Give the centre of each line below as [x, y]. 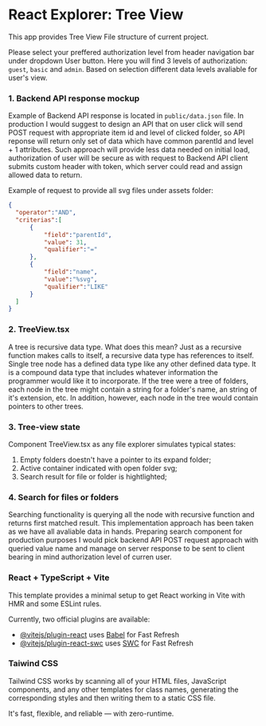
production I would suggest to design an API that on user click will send [125, 124]
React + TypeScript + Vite [59, 578]
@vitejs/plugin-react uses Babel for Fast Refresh [100, 634]
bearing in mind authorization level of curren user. [90, 557]
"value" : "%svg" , [70, 279]
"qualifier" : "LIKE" [76, 286]
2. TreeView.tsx [39, 329]
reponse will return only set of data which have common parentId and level [131, 141]
